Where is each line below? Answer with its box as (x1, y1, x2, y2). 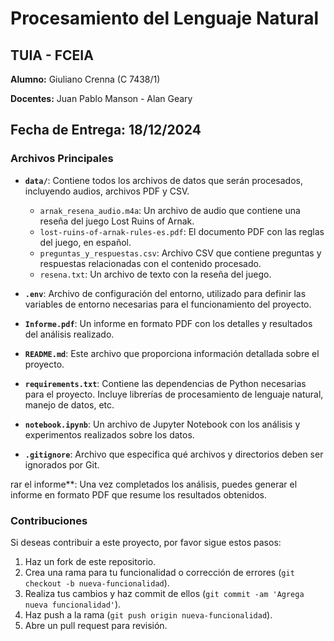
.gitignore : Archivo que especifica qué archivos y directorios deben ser (24, 448, 324, 460)
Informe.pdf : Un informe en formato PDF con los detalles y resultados (24, 317, 313, 329)
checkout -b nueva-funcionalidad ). (24, 577, 170, 589)
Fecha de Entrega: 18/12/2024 (10, 122, 202, 139)
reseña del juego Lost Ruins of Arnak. (39, 215, 195, 227)
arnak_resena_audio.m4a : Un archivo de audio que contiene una (39, 204, 301, 216)
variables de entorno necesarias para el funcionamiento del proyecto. (24, 298, 312, 310)
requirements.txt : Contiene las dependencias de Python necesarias (24, 377, 307, 389)
